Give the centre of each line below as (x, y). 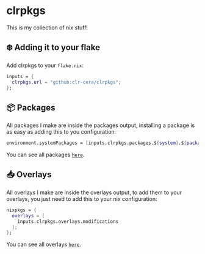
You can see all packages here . (45, 155)
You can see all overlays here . (44, 244)
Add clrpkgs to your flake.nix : (45, 65)
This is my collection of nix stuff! (47, 27)
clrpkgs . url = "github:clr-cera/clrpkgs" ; (67, 82)
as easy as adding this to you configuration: (61, 132)
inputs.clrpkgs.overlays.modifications (68, 221)
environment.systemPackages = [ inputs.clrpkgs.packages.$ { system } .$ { (97, 143)
